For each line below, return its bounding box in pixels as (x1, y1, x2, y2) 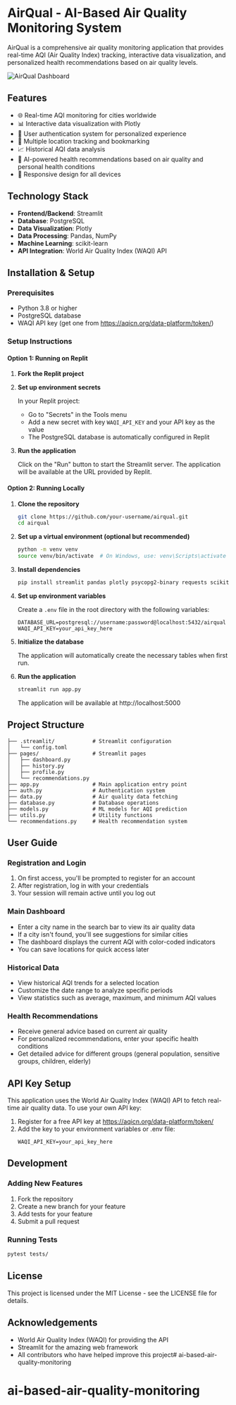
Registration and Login (7, 858, 87, 868)
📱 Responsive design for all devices (17, 170, 121, 178)
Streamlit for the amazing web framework (17, 1343, 139, 1351)
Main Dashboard (7, 906, 66, 916)
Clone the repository (17, 499, 80, 508)
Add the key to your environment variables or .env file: (17, 1125, 175, 1133)
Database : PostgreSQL (17, 216, 85, 225)
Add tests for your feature (17, 1209, 93, 1218)
